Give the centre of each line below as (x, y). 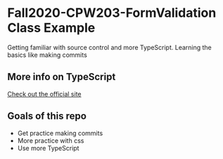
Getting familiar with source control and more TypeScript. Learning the (110, 47)
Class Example (51, 28)
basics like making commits (47, 55)
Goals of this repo (47, 116)
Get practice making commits (60, 133)
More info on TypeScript (62, 77)
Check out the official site (44, 94)
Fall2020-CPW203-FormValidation (112, 13)
